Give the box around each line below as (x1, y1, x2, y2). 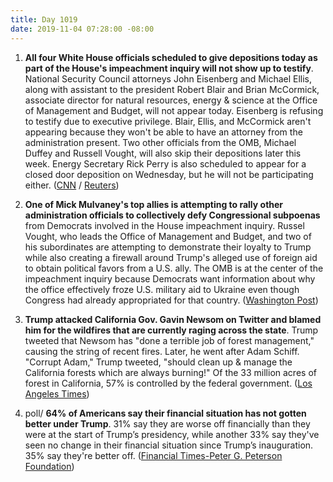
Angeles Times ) (24, 387, 90, 400)
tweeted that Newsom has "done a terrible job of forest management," (24, 334, 315, 346)
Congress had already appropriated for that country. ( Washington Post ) (24, 294, 319, 306)
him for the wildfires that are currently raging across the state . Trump (24, 324, 319, 336)
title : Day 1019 (10, 14, 78, 25)
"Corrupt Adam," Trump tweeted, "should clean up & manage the (24, 356, 293, 368)
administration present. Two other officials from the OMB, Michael (24, 136, 297, 148)
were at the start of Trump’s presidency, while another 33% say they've (24, 428, 320, 440)
